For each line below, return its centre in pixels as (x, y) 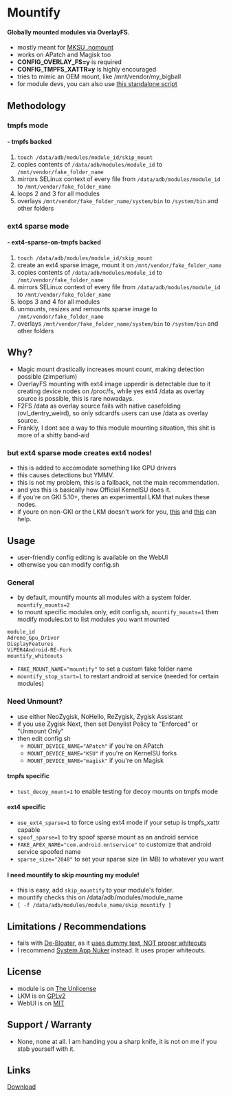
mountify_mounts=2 (43, 605)
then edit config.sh (44, 738)
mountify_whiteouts (35, 656)
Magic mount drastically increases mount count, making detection (111, 369)
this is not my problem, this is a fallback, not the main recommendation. (118, 483)
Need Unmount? (35, 702)
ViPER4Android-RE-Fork (40, 650)
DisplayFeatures (30, 644)
